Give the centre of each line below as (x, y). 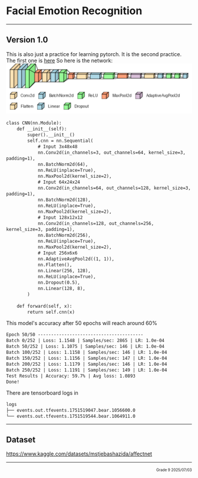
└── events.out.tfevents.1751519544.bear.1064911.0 (71, 416)
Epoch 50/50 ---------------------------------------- (75, 334)
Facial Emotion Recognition (74, 11)
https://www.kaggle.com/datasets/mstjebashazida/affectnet (79, 454)
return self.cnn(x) (51, 312)
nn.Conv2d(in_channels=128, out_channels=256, (96, 223)
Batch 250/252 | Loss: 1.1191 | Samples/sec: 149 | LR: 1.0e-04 (87, 370)
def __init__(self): (42, 129)
